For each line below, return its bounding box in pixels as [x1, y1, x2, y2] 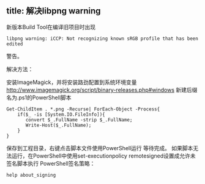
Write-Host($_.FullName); [25, 122, 92, 128]
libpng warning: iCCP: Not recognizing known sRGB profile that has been [6, 36, 199, 42]
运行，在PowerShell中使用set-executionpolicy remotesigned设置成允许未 [11, 152, 196, 159]
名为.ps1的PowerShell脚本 [6, 94, 72, 101]
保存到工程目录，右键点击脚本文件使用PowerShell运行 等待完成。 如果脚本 [6, 144, 193, 151]
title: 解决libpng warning [6, 6, 101, 17]
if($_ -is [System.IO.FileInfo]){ [17, 111, 105, 118]
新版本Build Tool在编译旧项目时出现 [6, 23, 96, 31]
